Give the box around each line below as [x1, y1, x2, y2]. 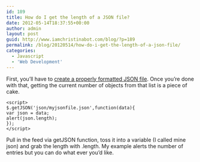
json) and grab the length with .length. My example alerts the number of [6, 142, 184, 149]
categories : [6, 48, 36, 54]
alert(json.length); [6, 115, 58, 121]
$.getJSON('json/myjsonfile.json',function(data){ [6, 105, 135, 111]
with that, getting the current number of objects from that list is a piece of [6, 81, 187, 88]
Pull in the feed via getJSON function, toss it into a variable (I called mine [6, 136, 186, 143]
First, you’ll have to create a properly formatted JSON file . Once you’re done [6, 75, 195, 82]
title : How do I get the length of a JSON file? [6, 14, 130, 20]
